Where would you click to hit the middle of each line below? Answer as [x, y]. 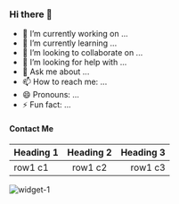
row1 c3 [148, 167]
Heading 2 [90, 152]
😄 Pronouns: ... [51, 95]
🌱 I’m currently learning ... [69, 43]
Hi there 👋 [31, 14]
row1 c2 [89, 167]
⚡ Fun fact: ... [46, 105]
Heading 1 [37, 152]
